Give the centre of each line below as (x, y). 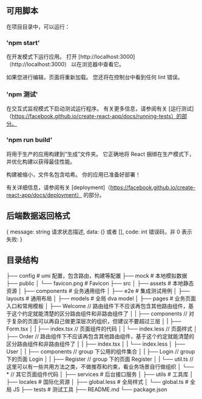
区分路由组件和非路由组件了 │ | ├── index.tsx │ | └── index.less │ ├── (96, 344)
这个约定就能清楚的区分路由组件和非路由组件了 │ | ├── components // (99, 313)
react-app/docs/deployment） (44, 195)
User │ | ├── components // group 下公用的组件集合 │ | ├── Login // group (101, 352)
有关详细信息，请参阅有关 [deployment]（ (59, 187)
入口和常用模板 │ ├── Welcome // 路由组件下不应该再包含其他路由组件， (97, 306)
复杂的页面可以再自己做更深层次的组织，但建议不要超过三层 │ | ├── (96, 321)
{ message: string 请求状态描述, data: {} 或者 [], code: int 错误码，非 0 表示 (99, 232)
